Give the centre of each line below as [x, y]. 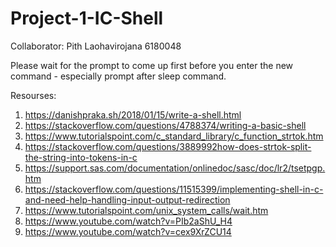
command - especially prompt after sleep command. [118, 76]
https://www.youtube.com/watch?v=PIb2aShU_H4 [128, 221]
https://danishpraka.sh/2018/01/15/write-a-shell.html [133, 114]
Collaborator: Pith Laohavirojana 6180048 [96, 46]
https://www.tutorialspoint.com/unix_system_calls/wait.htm [146, 210]
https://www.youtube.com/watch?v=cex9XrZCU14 [128, 231]
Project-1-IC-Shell [87, 18]
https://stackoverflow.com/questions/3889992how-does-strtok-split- [168, 146]
